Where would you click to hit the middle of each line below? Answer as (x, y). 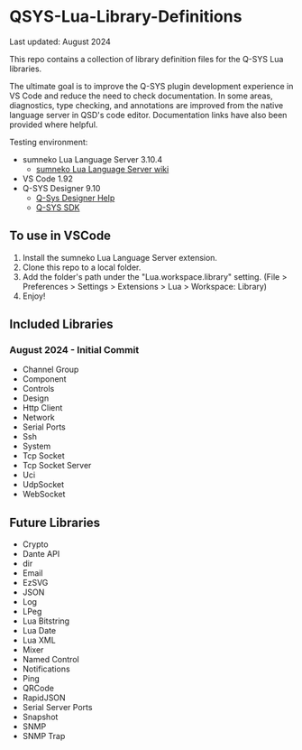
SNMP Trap (44, 736)
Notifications (46, 669)
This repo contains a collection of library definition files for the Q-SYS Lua (146, 59)
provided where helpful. (54, 125)
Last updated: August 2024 (60, 42)
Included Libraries (61, 324)
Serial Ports (44, 427)
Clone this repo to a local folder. (82, 267)
